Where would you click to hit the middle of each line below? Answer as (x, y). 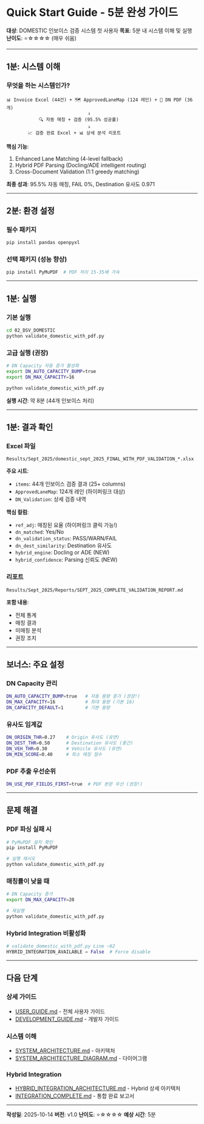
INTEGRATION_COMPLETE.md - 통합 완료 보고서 (75, 1096)
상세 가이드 (22, 997)
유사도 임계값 (24, 724)
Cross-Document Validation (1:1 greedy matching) (77, 172)
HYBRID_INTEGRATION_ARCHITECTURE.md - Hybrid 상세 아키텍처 (98, 1088)
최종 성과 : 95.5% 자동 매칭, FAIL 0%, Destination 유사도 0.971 (80, 184)
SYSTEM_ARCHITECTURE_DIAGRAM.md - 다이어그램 (81, 1058)
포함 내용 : (18, 602)
